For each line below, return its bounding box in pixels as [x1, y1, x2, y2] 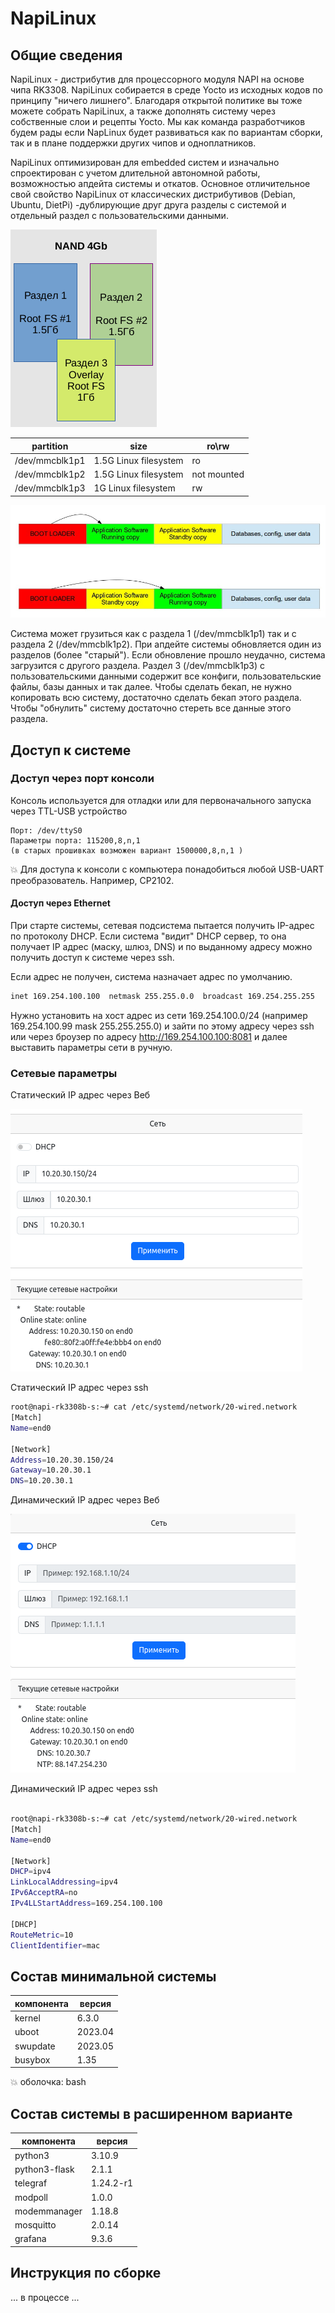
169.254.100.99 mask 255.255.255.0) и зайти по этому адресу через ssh [10, 1020, 315, 1032]
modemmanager [14, 2205, 83, 2217]
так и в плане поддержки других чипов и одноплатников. [10, 137, 257, 149]
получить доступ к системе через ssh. [10, 952, 175, 964]
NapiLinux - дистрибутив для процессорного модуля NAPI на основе [10, 73, 305, 85]
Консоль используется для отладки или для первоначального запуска [10, 794, 312, 806]
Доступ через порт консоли [10, 772, 155, 786]
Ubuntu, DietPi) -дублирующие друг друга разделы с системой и [10, 199, 287, 211]
